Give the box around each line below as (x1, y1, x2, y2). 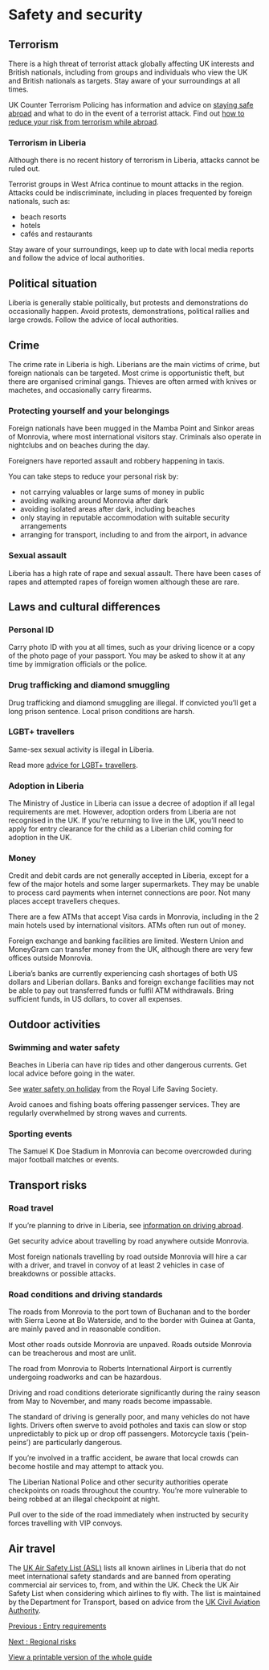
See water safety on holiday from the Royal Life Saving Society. (8, 1084, 218, 1094)
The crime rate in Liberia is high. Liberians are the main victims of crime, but (8, 359, 260, 369)
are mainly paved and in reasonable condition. (8, 1324, 161, 1334)
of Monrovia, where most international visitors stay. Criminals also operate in (8, 432, 262, 442)
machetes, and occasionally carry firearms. (8, 385, 153, 394)
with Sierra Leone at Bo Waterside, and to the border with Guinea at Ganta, (8, 1316, 255, 1325)
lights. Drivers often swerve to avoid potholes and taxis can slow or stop (8, 1420, 247, 1431)
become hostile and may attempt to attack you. (8, 1462, 165, 1472)
